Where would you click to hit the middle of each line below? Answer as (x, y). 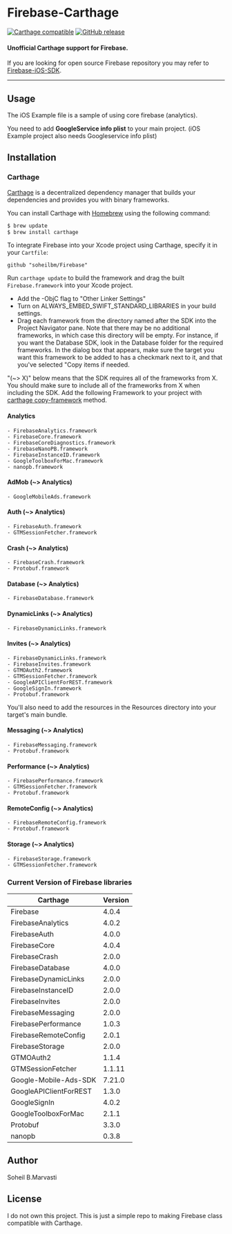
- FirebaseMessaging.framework (52, 745)
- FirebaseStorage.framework (49, 859)
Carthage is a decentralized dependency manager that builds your (101, 192)
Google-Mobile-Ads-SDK (54, 1080)
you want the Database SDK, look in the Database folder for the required (120, 343)
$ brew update (28, 226)
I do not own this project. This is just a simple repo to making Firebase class (115, 1215)
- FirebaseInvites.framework (49, 664)
